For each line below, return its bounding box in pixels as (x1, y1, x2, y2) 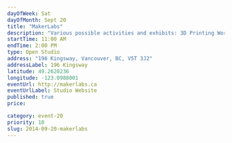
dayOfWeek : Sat (7, 10, 51, 17)
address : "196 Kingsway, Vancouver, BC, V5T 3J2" (7, 55, 153, 62)
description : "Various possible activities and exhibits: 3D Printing (7, 29, 215, 37)
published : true (7, 94, 54, 101)
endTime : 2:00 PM (7, 42, 57, 49)
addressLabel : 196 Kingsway (7, 61, 88, 68)
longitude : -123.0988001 (7, 74, 79, 82)
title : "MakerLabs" (7, 23, 64, 30)
